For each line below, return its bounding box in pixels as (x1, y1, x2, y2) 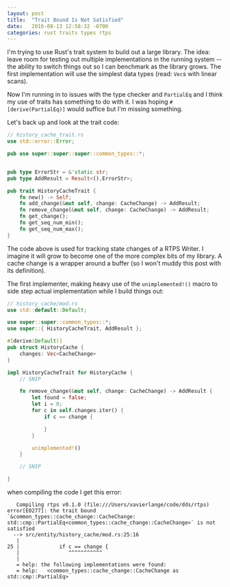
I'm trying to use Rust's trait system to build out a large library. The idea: (7, 48, 211, 56)
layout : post (7, 10, 44, 17)
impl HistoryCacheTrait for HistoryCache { (7, 369, 133, 376)
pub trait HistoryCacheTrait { (7, 187, 97, 194)
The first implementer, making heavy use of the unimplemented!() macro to (7, 279, 218, 288)
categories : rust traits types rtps (7, 29, 112, 36)
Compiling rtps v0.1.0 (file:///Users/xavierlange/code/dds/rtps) (16, 501, 210, 508)
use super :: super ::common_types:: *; (7, 319, 112, 326)
